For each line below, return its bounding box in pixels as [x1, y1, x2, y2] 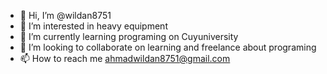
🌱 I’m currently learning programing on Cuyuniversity [19, 31, 239, 42]
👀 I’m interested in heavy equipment [19, 20, 168, 32]
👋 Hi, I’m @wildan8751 [19, 10, 112, 21]
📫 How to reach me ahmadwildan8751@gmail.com [19, 53, 231, 64]
